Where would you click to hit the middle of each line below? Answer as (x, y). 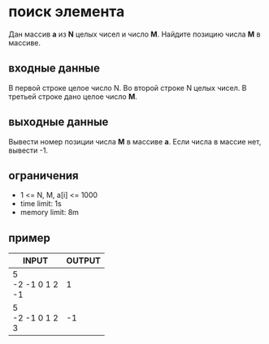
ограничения (43, 176)
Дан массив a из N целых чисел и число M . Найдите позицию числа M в (134, 34)
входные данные (54, 69)
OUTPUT (84, 260)
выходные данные (59, 122)
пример (29, 238)
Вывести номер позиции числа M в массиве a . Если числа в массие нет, (135, 141)
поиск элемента (67, 12)
